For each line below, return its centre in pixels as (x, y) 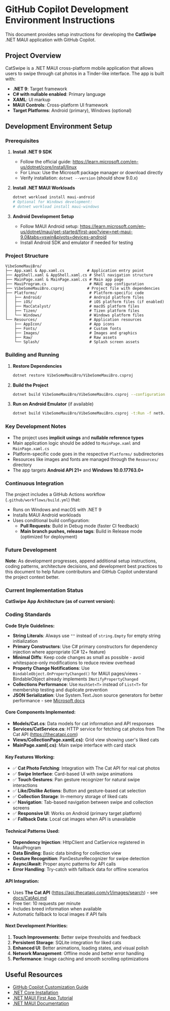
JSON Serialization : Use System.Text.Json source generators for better (88, 695)
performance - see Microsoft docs (49, 700)
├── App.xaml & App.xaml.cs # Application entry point (75, 271)
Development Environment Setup (59, 127)
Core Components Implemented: (41, 712)
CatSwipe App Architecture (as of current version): (60, 602)
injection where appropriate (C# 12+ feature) (59, 652)
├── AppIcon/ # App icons (64, 324)
